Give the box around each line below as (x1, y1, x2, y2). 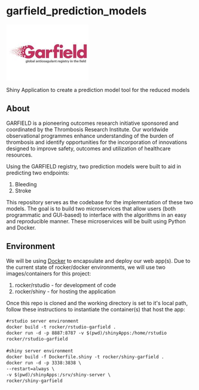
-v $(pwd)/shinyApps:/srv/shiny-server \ (6, 371, 111, 377)
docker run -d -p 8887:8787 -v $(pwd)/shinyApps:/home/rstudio (6, 330, 167, 336)
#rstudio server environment (6, 318, 79, 324)
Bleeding (14, 180, 37, 188)
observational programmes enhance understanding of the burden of (6, 132, 174, 139)
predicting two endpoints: (6, 169, 70, 176)
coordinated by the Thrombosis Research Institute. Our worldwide (6, 125, 169, 133)
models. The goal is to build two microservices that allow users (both (6, 205, 176, 212)
